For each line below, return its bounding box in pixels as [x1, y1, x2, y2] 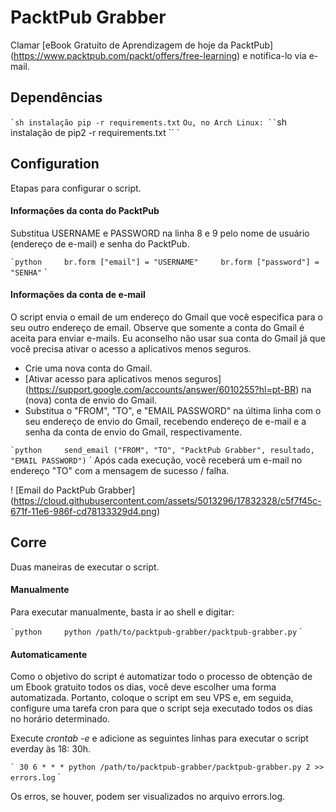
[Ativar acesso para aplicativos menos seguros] [24, 372, 222, 385]
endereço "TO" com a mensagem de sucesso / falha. [10, 464, 230, 476]
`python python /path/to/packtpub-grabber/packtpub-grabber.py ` [10, 625, 303, 637]
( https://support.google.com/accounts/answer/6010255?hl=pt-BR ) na [24, 383, 312, 395]
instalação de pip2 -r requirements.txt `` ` [10, 126, 180, 138]
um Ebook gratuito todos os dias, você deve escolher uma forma [10, 681, 277, 693]
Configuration [10, 156, 100, 173]
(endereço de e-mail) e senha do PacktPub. [10, 237, 190, 250]
